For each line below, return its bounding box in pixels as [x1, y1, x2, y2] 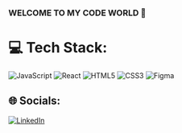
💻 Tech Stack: [8, 39, 108, 57]
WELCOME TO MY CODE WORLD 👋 [8, 7, 147, 19]
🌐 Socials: [8, 94, 61, 108]
